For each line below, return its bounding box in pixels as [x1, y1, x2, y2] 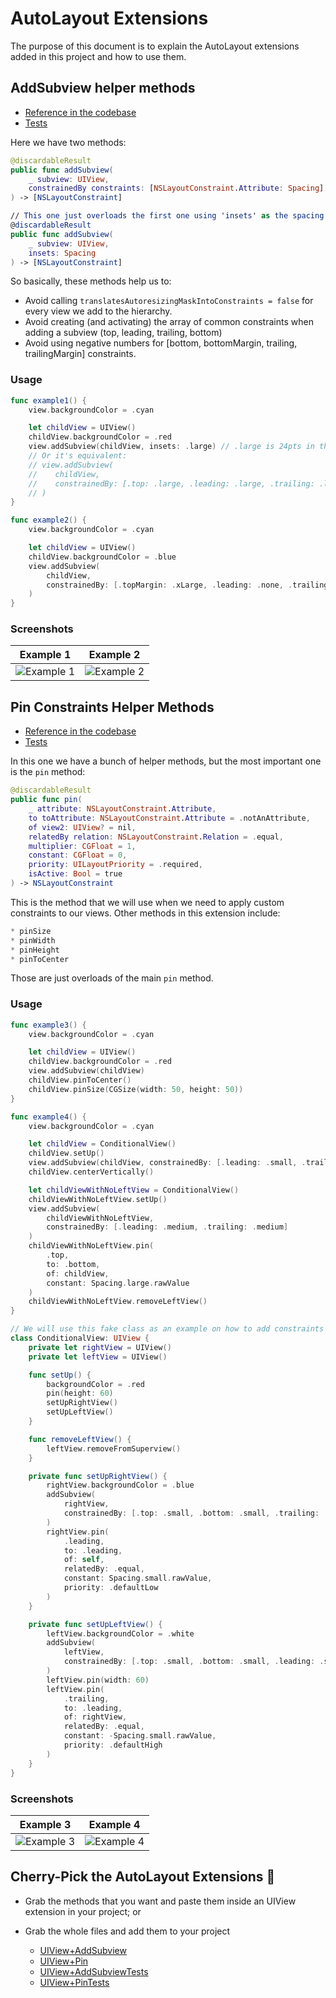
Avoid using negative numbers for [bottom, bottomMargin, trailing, [24, 337, 298, 349]
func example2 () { [10, 515, 87, 526]
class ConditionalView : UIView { [10, 1333, 150, 1344]
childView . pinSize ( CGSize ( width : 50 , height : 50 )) [28, 1084, 244, 1094]
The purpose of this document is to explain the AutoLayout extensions [10, 40, 300, 52]
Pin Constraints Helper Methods [10, 698, 215, 716]
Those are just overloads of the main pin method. [10, 972, 214, 984]
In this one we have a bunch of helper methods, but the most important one [10, 755, 322, 767]
